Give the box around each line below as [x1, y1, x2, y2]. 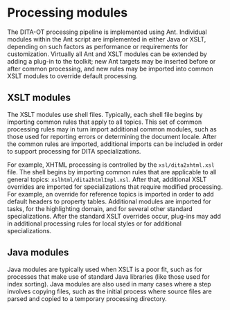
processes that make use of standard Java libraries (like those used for [7, 272, 210, 281]
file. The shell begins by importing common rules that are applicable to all [7, 167, 217, 176]
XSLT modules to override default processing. [7, 71, 139, 80]
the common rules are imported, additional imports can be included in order [7, 140, 223, 148]
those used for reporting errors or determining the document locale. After [7, 132, 217, 140]
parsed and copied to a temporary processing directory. [7, 294, 168, 302]
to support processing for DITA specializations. [7, 147, 141, 155]
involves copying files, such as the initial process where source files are [7, 287, 213, 295]
